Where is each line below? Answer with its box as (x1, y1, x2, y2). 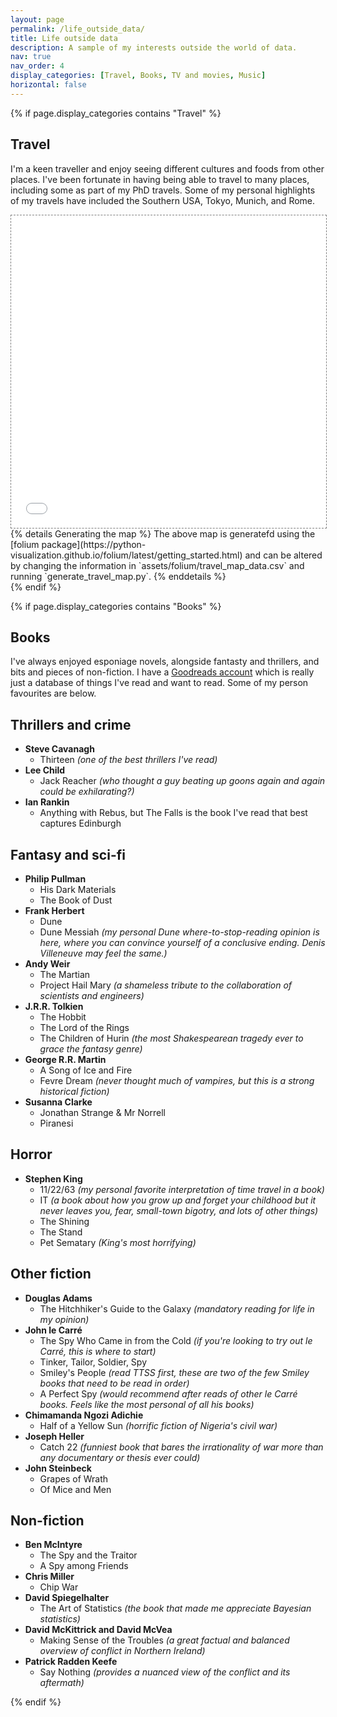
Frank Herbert (24, 905, 85, 916)
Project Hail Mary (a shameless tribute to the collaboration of (39, 979, 293, 991)
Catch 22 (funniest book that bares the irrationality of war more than (39, 1441, 324, 1453)
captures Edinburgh (39, 817, 122, 830)
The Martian (39, 969, 91, 980)
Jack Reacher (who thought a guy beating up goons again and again (39, 775, 326, 787)
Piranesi (39, 1117, 74, 1129)
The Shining (39, 1215, 90, 1227)
